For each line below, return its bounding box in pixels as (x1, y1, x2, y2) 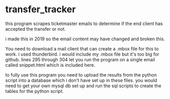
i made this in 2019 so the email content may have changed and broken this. (5, 36, 165, 42)
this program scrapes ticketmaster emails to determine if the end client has (5, 20, 163, 27)
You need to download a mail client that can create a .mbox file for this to (5, 45, 159, 52)
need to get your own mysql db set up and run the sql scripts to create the (5, 83, 162, 89)
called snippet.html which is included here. (5, 62, 95, 68)
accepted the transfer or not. (5, 26, 66, 32)
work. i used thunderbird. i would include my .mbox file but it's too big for (5, 51, 160, 57)
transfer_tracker (5, 4, 76, 15)
